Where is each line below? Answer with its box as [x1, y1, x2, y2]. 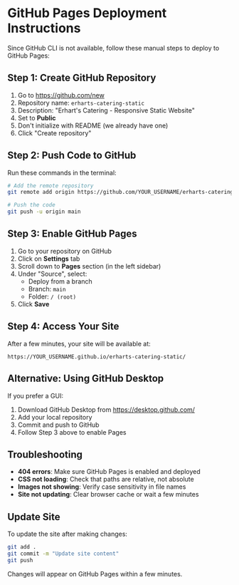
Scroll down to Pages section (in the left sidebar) [17, 262, 161, 270]
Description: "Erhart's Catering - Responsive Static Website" [17, 105, 196, 115]
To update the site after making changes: [7, 529, 128, 539]
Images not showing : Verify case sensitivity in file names [17, 482, 186, 491]
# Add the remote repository [7, 182, 94, 190]
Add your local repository [17, 413, 92, 421]
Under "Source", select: [17, 269, 87, 278]
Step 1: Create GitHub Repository [7, 72, 156, 84]
